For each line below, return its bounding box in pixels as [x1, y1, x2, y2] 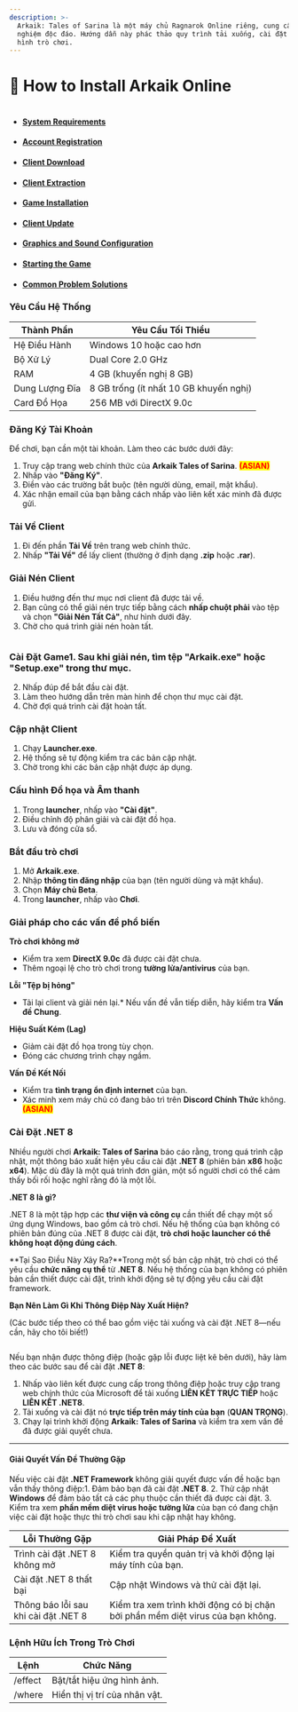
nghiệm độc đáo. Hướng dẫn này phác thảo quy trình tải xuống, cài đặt [17, 29, 288, 38]
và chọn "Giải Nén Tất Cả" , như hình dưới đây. [21, 611, 192, 622]
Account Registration [21, 137, 103, 147]
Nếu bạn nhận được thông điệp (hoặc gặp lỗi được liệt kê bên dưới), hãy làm [9, 1351, 287, 1362]
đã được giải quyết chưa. [21, 1425, 114, 1436]
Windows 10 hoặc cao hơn [89, 338, 202, 351]
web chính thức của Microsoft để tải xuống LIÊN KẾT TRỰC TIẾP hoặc [21, 1387, 278, 1399]
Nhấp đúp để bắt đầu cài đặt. [21, 682, 129, 693]
